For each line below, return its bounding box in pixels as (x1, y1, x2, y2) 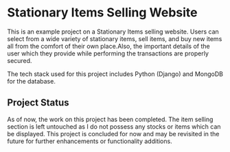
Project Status (7, 97, 70, 109)
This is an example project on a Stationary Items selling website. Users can (7, 27, 220, 36)
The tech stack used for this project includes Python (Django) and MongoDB (7, 70, 223, 78)
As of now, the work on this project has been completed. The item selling (7, 115, 214, 123)
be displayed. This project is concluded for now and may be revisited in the (7, 129, 220, 138)
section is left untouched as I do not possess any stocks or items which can (7, 122, 221, 131)
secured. (7, 56, 32, 64)
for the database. (7, 77, 56, 85)
